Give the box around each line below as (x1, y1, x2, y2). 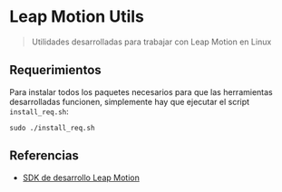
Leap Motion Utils (9, 6, 145, 27)
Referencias (9, 148, 80, 164)
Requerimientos (9, 62, 102, 78)
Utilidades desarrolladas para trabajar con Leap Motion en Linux (31, 36, 272, 47)
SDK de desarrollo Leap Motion (22, 172, 141, 183)
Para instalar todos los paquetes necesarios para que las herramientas (9, 86, 274, 97)
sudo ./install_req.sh (9, 123, 95, 132)
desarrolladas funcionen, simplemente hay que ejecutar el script (9, 96, 250, 107)
